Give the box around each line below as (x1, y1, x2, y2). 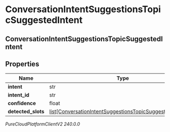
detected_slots (8, 108, 45, 115)
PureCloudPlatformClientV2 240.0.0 (5, 121, 80, 127)
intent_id (8, 91, 29, 98)
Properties (5, 59, 39, 68)
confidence (8, 100, 36, 107)
